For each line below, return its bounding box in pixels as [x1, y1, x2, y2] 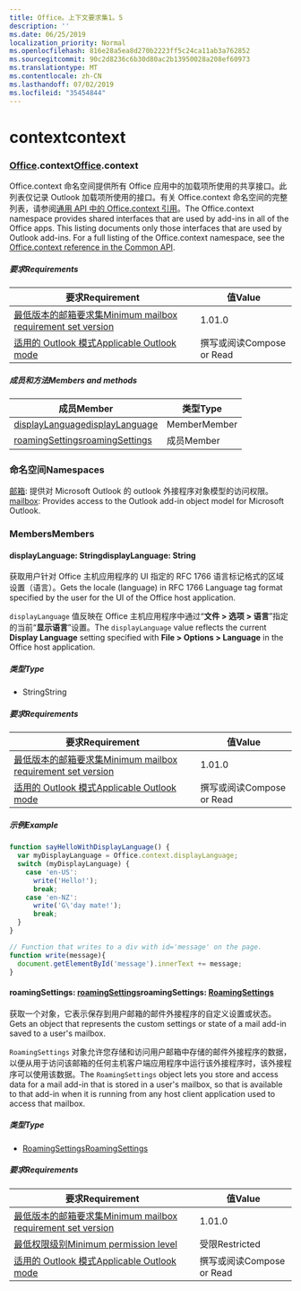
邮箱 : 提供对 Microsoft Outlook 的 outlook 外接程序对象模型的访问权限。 [9, 486, 273, 497]
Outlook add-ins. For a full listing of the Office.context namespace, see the [9, 232, 285, 243]
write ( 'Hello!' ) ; [32, 876, 99, 885]
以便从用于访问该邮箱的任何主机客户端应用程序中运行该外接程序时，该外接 [9, 1057, 284, 1068]
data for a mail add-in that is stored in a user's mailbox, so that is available [9, 1079, 283, 1090]
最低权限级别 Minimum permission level [13, 1237, 177, 1250]
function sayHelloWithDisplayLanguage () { [9, 843, 170, 852]
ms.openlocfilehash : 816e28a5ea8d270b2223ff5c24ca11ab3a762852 [9, 47, 251, 56]
